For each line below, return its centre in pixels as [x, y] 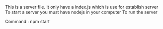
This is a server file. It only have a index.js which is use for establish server [82, 7]
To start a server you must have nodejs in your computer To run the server [81, 12]
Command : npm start [27, 22]
